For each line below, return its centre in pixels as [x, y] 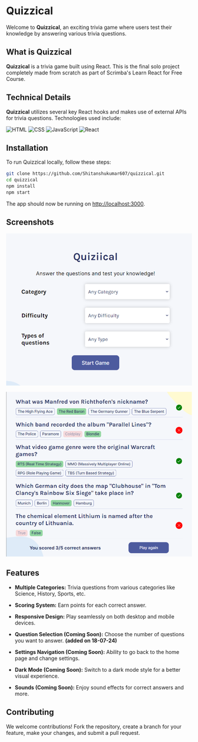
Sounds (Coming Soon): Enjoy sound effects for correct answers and [99, 687]
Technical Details [39, 98]
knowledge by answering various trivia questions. [66, 33]
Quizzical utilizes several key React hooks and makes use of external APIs [96, 112]
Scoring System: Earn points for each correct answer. [80, 605]
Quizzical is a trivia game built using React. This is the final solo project [93, 66]
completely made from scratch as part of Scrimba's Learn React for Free [94, 73]
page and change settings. [47, 658]
